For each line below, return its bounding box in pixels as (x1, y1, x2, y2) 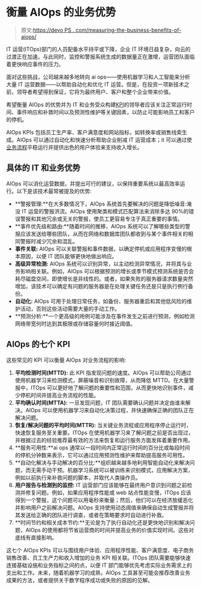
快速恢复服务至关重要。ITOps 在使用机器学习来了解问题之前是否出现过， (14, 429, 194, 436)
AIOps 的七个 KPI (6, 339, 71, 349)
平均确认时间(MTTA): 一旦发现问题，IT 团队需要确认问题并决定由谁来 (14, 399, 185, 406)
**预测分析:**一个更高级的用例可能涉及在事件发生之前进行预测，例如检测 (14, 312, 195, 319)
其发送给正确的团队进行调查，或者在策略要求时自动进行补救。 (14, 511, 167, 518)
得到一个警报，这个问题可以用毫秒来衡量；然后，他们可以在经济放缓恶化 (14, 496, 193, 503)
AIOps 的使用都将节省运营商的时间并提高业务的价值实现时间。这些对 (25, 526, 194, 533)
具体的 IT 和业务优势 (6, 163, 81, 173)
